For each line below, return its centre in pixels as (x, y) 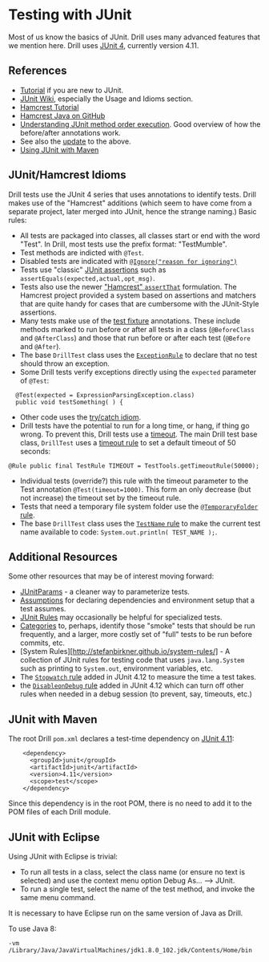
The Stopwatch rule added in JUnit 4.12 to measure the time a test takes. (138, 677)
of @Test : (34, 380)
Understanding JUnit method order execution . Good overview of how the (140, 124)
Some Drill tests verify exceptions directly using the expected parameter (138, 371)
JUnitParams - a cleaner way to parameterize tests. (105, 592)
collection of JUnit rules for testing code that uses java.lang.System (132, 660)
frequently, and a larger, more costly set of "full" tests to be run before (136, 635)
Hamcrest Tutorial (49, 107)
